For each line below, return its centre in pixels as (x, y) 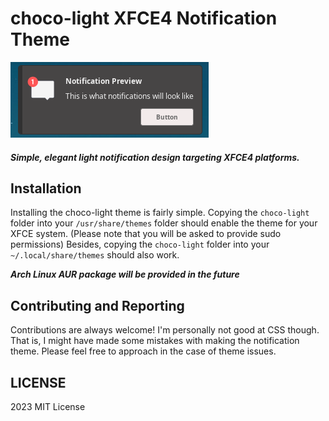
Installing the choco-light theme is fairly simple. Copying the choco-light (160, 213)
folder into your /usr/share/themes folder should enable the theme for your (164, 223)
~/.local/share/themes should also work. (95, 255)
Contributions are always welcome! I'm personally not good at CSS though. (165, 330)
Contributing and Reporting (97, 305)
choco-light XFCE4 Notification (144, 18)
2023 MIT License (48, 406)
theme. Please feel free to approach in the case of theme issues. (143, 351)
